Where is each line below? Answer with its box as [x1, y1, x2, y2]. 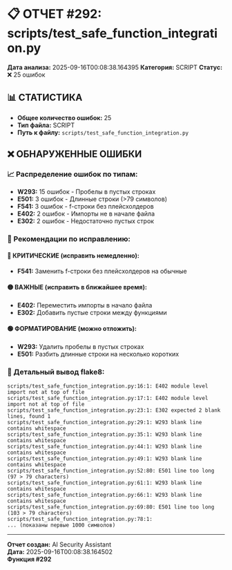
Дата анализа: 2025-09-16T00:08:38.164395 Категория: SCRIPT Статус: [7, 63, 223, 71]
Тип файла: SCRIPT [17, 121, 75, 129]
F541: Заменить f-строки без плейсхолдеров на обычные [17, 267, 188, 275]
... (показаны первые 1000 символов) [7, 522, 116, 529]
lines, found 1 [7, 413, 51, 420]
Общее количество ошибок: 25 [17, 113, 112, 122]
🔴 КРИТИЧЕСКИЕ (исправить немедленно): [7, 251, 139, 260]
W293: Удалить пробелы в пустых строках [17, 342, 144, 350]
